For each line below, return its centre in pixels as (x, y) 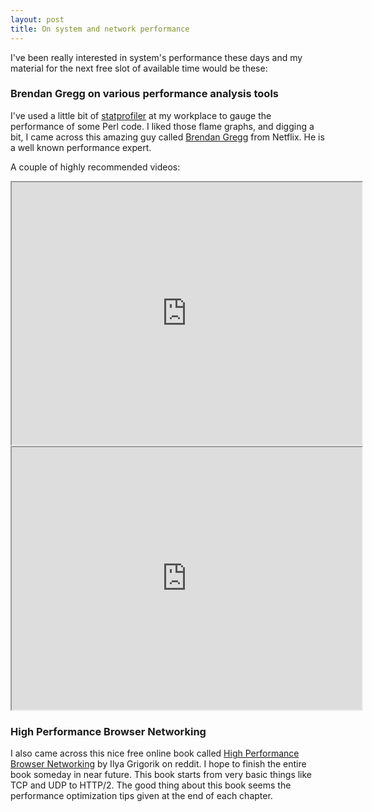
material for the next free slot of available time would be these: (139, 68)
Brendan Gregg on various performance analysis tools (145, 94)
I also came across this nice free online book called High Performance (155, 753)
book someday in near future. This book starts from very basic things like (161, 775)
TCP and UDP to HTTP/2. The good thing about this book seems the (151, 785)
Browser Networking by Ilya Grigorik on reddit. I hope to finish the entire (158, 764)
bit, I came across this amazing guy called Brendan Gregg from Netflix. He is (167, 137)
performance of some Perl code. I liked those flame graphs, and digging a (162, 126)
